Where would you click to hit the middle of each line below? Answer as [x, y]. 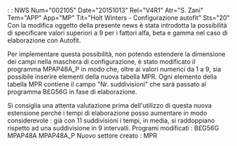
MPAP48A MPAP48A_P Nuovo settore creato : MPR [82, 135]
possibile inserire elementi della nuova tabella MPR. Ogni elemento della [112, 77]
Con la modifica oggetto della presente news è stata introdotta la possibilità [117, 25]
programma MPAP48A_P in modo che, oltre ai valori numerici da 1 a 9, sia [114, 69]
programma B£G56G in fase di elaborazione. [72, 92]
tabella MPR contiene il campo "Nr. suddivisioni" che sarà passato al [107, 84]
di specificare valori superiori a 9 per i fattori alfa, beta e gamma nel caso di [117, 33]
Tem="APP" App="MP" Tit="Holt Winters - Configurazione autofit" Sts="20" [118, 18]
